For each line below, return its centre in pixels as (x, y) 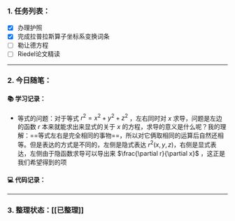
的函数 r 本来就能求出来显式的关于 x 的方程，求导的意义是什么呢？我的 (119, 127)
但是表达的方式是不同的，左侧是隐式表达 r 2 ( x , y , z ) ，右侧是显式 (120, 144)
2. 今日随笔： (29, 81)
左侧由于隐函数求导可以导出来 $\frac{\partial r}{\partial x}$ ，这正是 (128, 153)
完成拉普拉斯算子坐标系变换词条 (63, 36)
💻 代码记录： (27, 180)
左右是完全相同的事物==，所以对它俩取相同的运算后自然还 (134, 135)
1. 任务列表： (29, 11)
